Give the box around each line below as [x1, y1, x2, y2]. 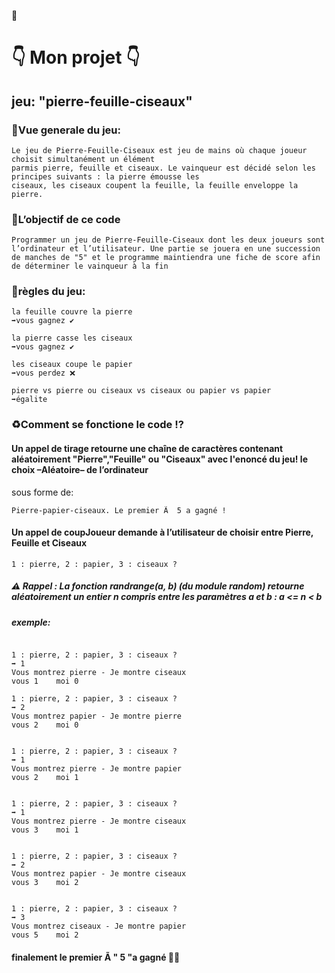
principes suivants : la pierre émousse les [11, 171, 200, 182]
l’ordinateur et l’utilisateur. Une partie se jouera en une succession [11, 244, 321, 254]
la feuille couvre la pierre [11, 307, 133, 317]
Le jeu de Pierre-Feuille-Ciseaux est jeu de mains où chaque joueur [11, 145, 308, 155]
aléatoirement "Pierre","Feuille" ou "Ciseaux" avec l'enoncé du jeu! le [11, 453, 308, 465]
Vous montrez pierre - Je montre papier [11, 764, 183, 774]
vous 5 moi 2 [11, 930, 79, 940]
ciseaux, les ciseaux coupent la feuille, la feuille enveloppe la [11, 180, 299, 190]
